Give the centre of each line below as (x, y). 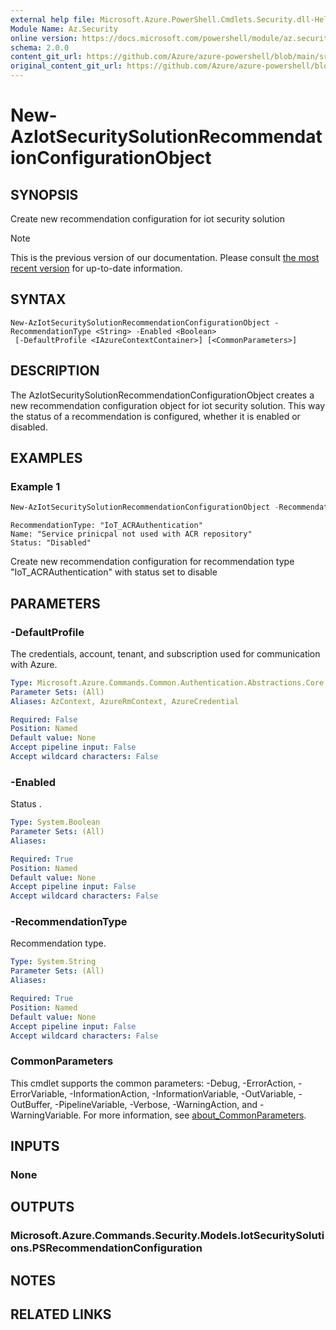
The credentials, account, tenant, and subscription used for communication (165, 653)
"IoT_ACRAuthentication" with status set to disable (114, 572)
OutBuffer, (31, 1104)
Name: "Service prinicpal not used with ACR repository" (131, 534)
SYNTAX (38, 299)
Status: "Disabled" (51, 543)
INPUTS (35, 1146)
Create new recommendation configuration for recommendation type (152, 562)
